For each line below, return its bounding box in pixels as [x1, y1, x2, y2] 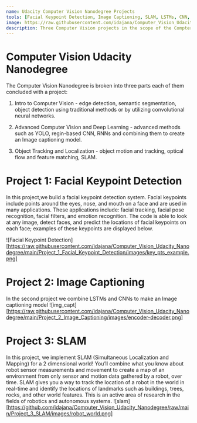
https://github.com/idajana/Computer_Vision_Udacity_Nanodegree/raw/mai [8, 404, 189, 411]
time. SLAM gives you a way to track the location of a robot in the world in [6, 379, 185, 385]
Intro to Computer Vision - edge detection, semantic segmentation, [14, 100, 177, 107]
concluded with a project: [6, 89, 68, 96]
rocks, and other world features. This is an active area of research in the [6, 391, 181, 398]
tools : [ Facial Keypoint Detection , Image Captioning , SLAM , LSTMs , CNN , [6, 14, 191, 20]
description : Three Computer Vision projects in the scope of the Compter [6, 25, 193, 31]
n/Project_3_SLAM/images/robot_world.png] [6, 410, 113, 417]
